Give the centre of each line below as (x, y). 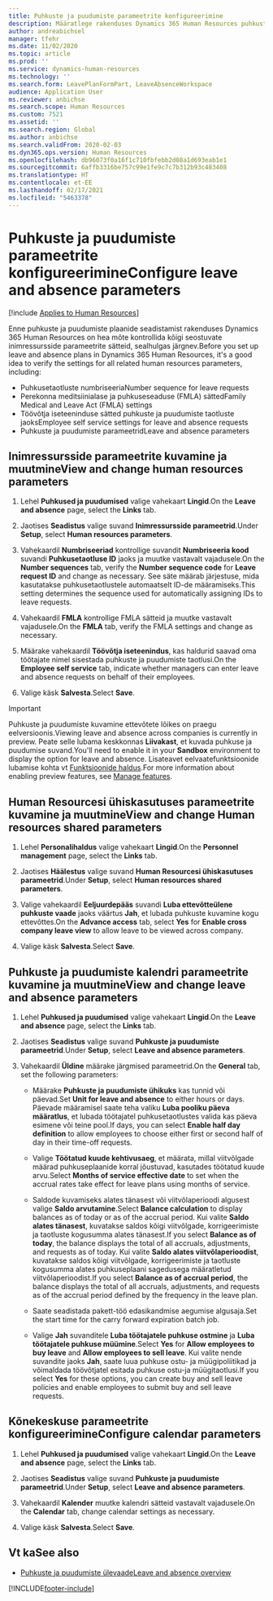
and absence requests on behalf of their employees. (108, 677)
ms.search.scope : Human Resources (67, 107)
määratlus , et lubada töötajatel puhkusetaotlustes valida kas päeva (145, 1116)
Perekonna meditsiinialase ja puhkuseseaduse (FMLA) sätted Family (133, 396)
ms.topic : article (39, 54)
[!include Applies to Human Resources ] (74, 312)
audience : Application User (56, 92)
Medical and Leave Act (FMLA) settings (86, 405)
